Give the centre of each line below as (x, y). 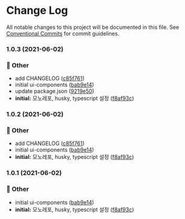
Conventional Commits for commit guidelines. (63, 33)
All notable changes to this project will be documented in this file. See (93, 27)
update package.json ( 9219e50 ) (55, 91)
